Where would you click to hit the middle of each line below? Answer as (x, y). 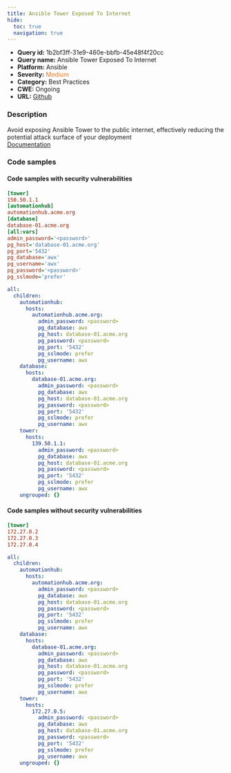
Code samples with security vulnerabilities (70, 179)
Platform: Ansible (42, 67)
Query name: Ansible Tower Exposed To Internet (87, 60)
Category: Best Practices (53, 82)
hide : (15, 20)
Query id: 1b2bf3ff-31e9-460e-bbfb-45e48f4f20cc (90, 53)
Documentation (29, 144)
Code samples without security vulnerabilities (75, 511)
